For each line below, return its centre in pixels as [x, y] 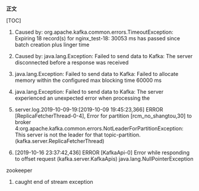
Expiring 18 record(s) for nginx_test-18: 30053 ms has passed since [97, 38]
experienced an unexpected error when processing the [82, 98]
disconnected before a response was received [72, 62]
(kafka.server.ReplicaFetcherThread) [60, 141]
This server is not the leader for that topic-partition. [78, 135]
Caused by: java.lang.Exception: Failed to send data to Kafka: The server [104, 56]
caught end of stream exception [54, 182]
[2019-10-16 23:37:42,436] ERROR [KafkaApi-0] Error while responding [102, 152]
